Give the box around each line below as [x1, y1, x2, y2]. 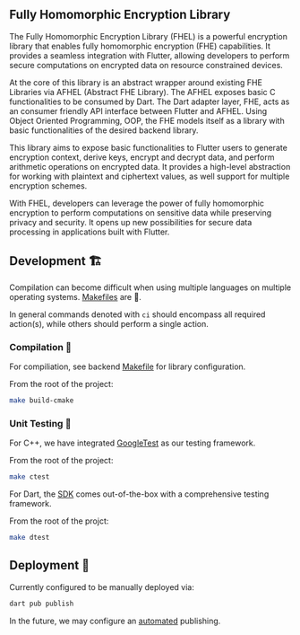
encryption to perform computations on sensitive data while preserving [9, 207, 272, 218]
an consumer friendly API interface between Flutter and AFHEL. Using [9, 105, 268, 116]
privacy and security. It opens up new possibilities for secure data [9, 216, 253, 227]
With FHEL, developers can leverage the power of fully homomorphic [9, 198, 264, 208]
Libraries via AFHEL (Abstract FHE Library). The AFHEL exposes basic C [9, 86, 276, 97]
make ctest [9, 472, 50, 481]
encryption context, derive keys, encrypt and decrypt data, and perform [9, 152, 275, 163]
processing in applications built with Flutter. [9, 226, 170, 237]
